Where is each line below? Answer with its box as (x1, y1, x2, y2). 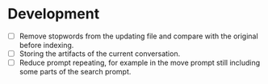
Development (7, 5, 100, 23)
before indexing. (19, 41, 74, 50)
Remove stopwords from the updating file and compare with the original (19, 31, 259, 41)
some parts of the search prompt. (19, 67, 132, 77)
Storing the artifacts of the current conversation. (19, 49, 181, 58)
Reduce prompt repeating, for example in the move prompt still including (19, 58, 261, 68)
